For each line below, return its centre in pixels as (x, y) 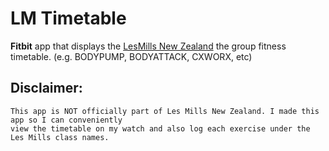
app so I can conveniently (66, 120)
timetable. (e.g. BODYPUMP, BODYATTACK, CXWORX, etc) (131, 56)
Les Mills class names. (60, 137)
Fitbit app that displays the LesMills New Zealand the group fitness (148, 46)
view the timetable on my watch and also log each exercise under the (160, 128)
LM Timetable (68, 18)
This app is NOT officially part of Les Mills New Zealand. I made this (165, 111)
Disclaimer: (46, 88)
